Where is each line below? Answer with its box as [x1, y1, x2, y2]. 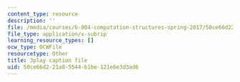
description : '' [7, 17, 56, 24]
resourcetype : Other [7, 51, 69, 58]
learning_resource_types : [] [7, 37, 94, 44]
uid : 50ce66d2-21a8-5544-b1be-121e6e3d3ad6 [7, 63, 139, 71]
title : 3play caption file [7, 57, 88, 64]
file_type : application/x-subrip [7, 30, 107, 38]
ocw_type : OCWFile [7, 43, 62, 51]
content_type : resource [7, 10, 79, 18]
